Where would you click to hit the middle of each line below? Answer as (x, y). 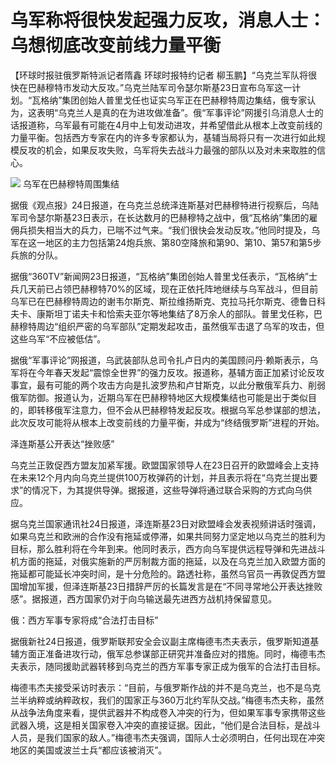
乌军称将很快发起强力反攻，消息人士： (168, 20)
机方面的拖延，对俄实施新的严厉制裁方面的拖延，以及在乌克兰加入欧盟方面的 (168, 561)
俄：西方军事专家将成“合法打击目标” (84, 620)
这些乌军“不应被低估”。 (58, 338)
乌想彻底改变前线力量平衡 (116, 45)
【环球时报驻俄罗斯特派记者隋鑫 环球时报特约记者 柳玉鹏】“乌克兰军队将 (159, 75)
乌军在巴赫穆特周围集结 (71, 183)
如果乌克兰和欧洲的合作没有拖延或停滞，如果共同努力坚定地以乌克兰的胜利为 (168, 536)
